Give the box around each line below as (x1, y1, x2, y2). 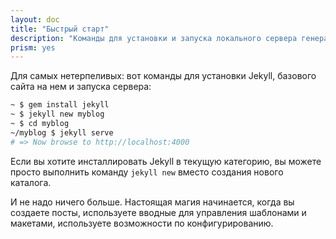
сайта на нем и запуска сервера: (10, 81, 152, 93)
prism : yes (10, 42, 56, 53)
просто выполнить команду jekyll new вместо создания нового (10, 166, 284, 178)
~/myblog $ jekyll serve (10, 127, 114, 138)
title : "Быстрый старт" (10, 24, 110, 34)
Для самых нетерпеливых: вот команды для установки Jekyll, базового (10, 70, 317, 82)
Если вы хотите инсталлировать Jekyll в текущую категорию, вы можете (10, 155, 322, 167)
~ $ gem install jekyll (10, 100, 110, 110)
